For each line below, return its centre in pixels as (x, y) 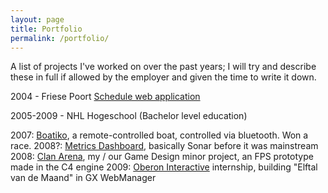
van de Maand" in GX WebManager (83, 178)
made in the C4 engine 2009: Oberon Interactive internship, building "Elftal (164, 167)
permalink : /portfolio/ (60, 38)
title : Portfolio (46, 29)
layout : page (37, 19)
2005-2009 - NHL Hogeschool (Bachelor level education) (129, 116)
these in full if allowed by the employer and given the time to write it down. (163, 77)
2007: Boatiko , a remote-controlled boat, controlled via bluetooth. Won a (159, 135)
